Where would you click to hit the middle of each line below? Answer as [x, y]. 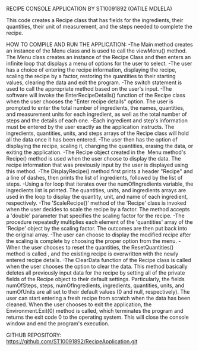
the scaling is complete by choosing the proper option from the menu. [91, 241]
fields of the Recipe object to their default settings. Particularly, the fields [96, 279]
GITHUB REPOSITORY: [34, 335]
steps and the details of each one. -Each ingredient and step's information [97, 121]
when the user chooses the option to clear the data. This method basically [97, 266]
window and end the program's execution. [58, 324]
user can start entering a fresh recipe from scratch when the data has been [98, 298]
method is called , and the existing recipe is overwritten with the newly [92, 254]
